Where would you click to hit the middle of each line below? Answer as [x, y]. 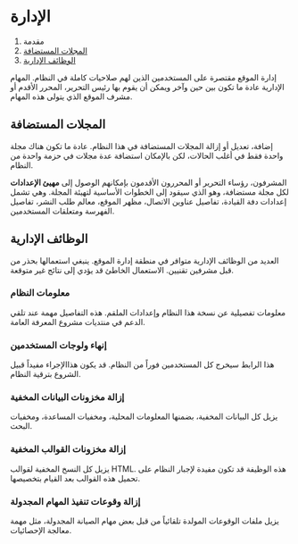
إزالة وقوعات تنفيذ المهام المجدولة [75, 501]
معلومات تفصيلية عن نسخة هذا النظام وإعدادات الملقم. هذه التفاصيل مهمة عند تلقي [148, 312]
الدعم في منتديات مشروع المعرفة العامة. [78, 322]
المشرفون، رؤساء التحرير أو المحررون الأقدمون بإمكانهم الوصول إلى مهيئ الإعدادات [149, 182]
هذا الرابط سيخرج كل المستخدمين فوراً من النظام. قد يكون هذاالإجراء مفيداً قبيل [142, 364]
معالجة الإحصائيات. [41, 531]
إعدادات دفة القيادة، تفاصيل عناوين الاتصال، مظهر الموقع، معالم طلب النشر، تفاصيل [149, 201]
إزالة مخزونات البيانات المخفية [67, 398]
